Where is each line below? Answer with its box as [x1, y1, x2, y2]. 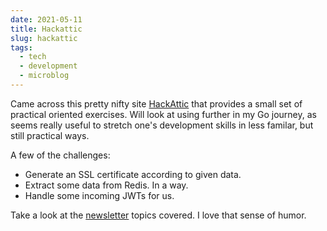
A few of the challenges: [10, 149, 111, 161]
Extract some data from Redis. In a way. [24, 179, 189, 191]
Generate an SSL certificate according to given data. [24, 168, 242, 180]
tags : [10, 42, 33, 53]
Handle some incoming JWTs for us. [24, 189, 175, 201]
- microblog [19, 71, 70, 81]
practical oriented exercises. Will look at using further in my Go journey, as [10, 108, 317, 120]
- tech [19, 52, 47, 62]
